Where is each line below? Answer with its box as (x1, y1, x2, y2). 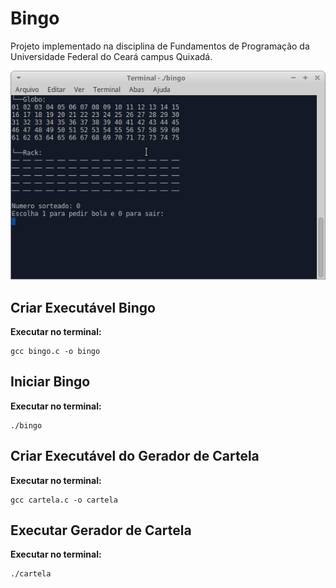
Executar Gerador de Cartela (10, 522, 192, 539)
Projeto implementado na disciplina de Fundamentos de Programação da (10, 40, 310, 52)
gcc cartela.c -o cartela (10, 495, 118, 505)
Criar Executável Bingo (10, 299, 156, 316)
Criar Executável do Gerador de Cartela (10, 448, 260, 465)
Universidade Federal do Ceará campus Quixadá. (10, 50, 213, 62)
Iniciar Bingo (10, 373, 91, 391)
